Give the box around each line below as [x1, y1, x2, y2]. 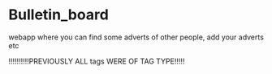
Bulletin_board [8, 6, 110, 24]
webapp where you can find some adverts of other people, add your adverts [8, 32, 264, 42]
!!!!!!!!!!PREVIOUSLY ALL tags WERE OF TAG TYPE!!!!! [8, 56, 185, 66]
